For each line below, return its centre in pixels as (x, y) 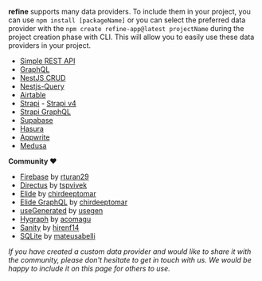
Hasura (31, 129)
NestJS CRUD (43, 78)
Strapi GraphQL (45, 112)
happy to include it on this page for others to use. (90, 268)
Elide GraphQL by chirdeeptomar (74, 202)
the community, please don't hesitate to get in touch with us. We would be (130, 260)
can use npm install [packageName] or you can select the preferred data (127, 20)
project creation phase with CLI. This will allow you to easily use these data (131, 37)
